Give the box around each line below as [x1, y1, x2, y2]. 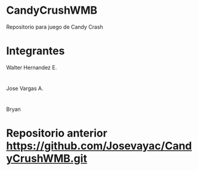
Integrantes [6, 44, 65, 58]
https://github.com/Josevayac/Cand [6, 139, 192, 153]
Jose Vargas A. [6, 85, 44, 92]
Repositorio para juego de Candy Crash [6, 23, 103, 30]
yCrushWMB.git [6, 152, 88, 166]
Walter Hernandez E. [6, 64, 57, 71]
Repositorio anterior [6, 126, 107, 140]
